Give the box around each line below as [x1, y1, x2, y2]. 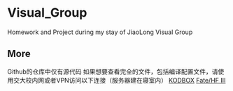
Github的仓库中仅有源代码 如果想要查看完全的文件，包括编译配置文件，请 [7, 67, 218, 76]
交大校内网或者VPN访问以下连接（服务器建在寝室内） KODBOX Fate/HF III [13, 76, 226, 84]
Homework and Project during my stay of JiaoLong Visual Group [7, 28, 193, 36]
